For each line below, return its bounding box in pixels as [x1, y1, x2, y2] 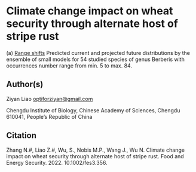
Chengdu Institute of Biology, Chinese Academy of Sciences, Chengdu [6, 106, 180, 114]
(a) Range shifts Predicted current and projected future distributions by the [6, 49, 190, 56]
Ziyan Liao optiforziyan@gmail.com [6, 95, 93, 102]
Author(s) [6, 79, 44, 90]
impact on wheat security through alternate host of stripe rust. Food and [6, 152, 184, 159]
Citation [6, 130, 37, 141]
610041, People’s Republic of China [6, 113, 93, 120]
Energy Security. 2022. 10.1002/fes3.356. [6, 159, 108, 166]
